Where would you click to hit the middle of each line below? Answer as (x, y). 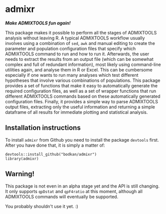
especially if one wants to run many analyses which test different (72, 75)
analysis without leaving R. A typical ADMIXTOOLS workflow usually (75, 38)
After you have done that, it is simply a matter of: (55, 145)
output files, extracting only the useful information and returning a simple (80, 107)
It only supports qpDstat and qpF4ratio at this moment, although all (74, 191)
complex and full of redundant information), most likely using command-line (83, 64)
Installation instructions (43, 128)
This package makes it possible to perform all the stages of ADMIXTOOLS (81, 32)
